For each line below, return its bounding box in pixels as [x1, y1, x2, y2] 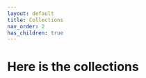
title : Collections [7, 17, 64, 23]
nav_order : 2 [7, 23, 45, 30]
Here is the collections [7, 59, 139, 75]
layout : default [7, 10, 54, 17]
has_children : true [7, 29, 64, 37]
